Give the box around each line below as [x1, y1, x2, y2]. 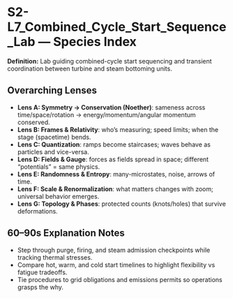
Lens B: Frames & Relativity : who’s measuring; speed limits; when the [17, 125, 218, 133]
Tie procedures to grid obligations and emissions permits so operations [17, 275, 223, 283]
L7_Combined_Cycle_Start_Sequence [7, 19, 227, 35]
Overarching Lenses [7, 84, 98, 96]
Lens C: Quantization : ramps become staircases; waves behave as [17, 140, 211, 149]
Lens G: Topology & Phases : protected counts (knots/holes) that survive [17, 200, 227, 208]
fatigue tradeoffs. [17, 268, 68, 276]
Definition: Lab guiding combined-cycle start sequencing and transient [7, 57, 212, 65]
